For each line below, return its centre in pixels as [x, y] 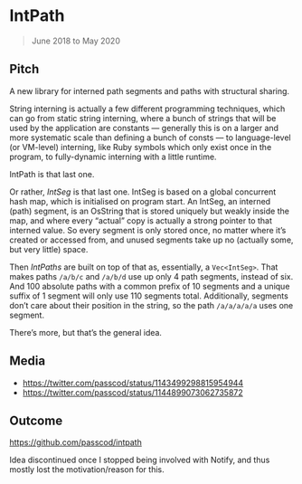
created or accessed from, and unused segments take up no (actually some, [151, 240]
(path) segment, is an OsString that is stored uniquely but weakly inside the [149, 211]
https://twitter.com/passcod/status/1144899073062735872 [133, 392]
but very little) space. [49, 249]
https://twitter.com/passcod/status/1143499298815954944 [133, 383]
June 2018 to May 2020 [75, 41]
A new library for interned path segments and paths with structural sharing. [150, 90]
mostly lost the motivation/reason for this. [87, 470]
